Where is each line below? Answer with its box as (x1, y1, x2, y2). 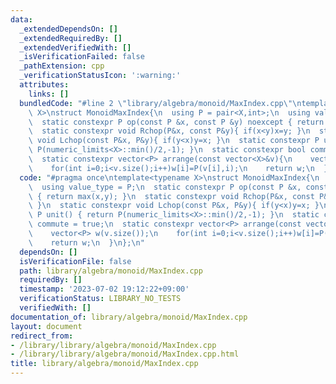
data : (10, 14, 33, 25)
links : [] (28, 89, 70, 99)
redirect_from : (10, 331, 74, 341)
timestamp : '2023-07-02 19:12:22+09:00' (19, 284, 190, 295)
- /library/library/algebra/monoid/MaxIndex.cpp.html (10, 349, 240, 360)
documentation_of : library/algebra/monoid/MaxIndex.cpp (10, 312, 248, 322)
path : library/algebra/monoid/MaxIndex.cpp (19, 266, 203, 276)
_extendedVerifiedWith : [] (19, 42, 132, 53)
